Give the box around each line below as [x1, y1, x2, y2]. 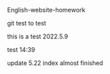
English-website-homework [7, 6, 86, 14]
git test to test [7, 19, 47, 27]
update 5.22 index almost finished [7, 59, 103, 67]
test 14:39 [7, 46, 36, 53]
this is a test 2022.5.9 [7, 32, 69, 40]
